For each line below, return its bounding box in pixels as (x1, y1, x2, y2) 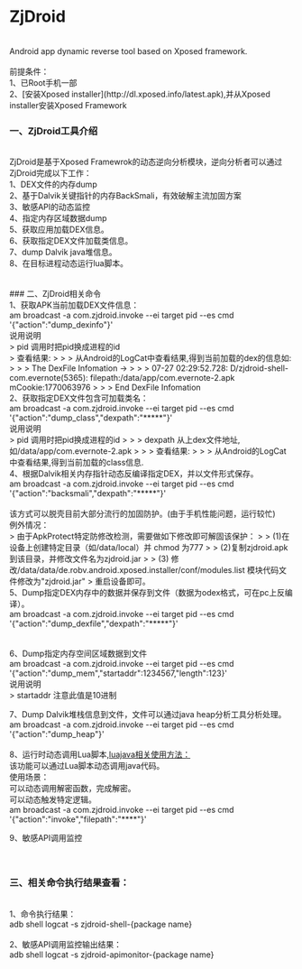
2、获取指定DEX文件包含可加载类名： (9, 392, 149, 403)
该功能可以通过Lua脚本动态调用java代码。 (9, 761, 165, 771)
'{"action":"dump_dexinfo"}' (9, 319, 114, 330)
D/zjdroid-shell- (229, 363, 288, 374)
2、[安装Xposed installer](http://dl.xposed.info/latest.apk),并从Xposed (9, 88, 270, 99)
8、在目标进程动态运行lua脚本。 (9, 258, 129, 269)
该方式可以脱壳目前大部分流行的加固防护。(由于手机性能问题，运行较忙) (9, 508, 277, 520)
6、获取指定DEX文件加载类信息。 (9, 235, 133, 246)
